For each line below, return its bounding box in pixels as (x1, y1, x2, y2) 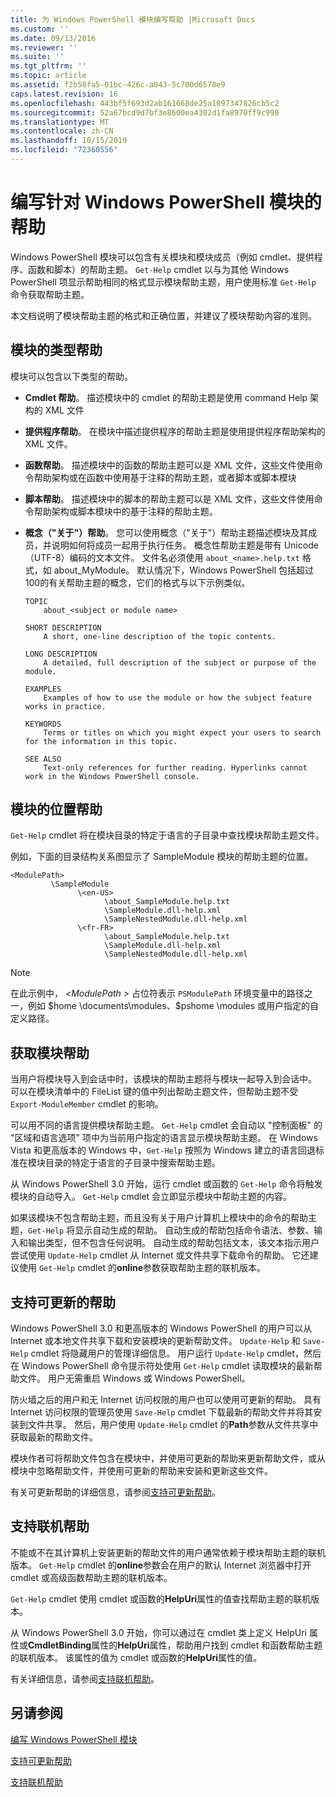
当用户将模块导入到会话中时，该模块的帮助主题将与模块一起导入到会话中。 (10, 1073, 317, 1085)
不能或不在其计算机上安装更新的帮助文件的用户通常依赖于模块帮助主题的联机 (10, 1546, 326, 1558)
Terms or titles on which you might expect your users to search (43, 727, 322, 738)
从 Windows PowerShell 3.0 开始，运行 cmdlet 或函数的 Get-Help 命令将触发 (10, 1178, 323, 1190)
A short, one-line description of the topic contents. (43, 631, 277, 641)
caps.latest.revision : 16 (10, 89, 118, 99)
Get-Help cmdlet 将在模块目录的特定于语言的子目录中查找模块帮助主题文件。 (10, 829, 325, 841)
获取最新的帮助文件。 (10, 1431, 98, 1443)
